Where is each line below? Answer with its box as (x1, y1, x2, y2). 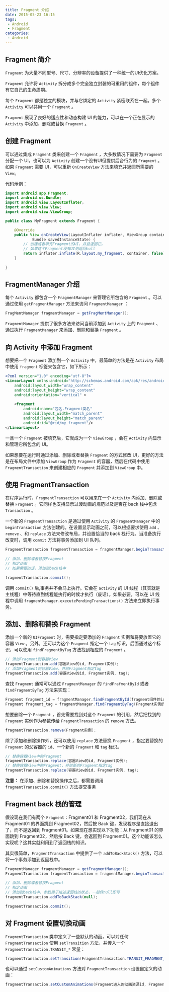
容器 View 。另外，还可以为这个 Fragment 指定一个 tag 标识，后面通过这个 (5, 640, 157, 647)
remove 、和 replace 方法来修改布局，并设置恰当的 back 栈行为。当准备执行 (5, 530, 161, 537)
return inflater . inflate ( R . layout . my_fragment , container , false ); (23, 251, 167, 256)
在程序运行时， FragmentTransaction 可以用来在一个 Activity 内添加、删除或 (5, 495, 162, 501)
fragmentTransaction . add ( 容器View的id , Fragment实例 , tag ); (5, 671, 130, 676)
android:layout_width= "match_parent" (23, 411, 102, 416)
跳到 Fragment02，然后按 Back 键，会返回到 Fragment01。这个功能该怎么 (9, 833, 163, 839)
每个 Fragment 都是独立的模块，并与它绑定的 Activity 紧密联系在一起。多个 (5, 97, 161, 103)
